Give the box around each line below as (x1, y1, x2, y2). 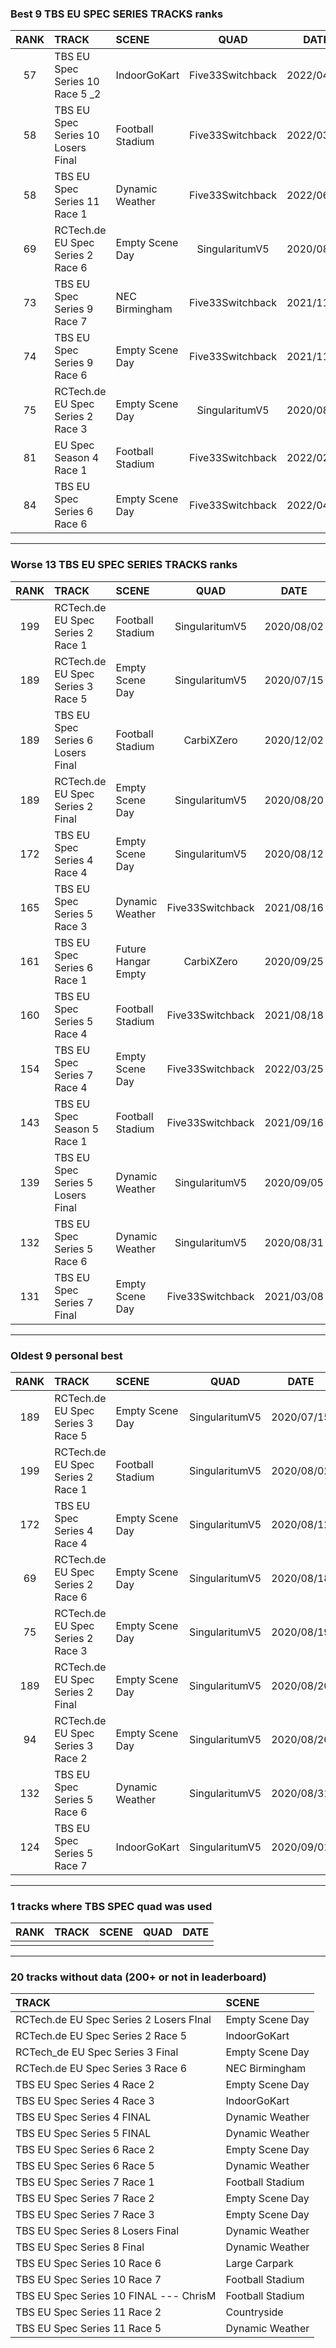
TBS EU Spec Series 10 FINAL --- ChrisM (15, 2289, 217, 2303)
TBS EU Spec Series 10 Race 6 (15, 2257, 162, 2271)
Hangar (115, 954, 151, 968)
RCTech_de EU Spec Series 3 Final (15, 2045, 179, 2059)
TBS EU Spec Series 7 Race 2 (15, 2192, 155, 2206)
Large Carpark (225, 2257, 294, 2271)
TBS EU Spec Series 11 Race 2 (15, 2305, 162, 2319)
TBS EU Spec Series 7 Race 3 (15, 2208, 155, 2222)
